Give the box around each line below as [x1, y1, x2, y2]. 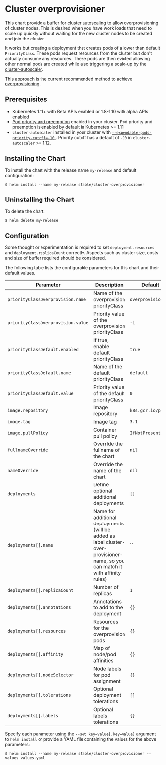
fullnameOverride [7, 447, 48, 453]
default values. [5, 270, 36, 276]
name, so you [93, 557, 125, 564]
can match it [93, 564, 123, 570]
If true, [93, 337, 109, 344]
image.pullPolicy [7, 430, 48, 436]
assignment [93, 678, 121, 684]
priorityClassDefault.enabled [7, 347, 79, 353]
